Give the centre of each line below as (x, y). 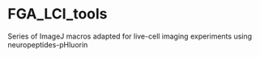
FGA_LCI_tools (58, 14)
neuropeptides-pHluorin (48, 44)
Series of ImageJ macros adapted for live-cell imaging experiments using (130, 36)
